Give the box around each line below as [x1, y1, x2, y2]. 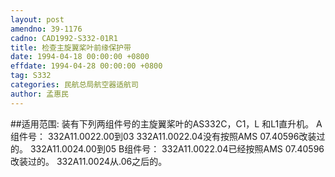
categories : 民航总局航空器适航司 [10, 80, 139, 90]
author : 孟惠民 [10, 89, 69, 99]
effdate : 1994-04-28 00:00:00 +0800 [10, 61, 163, 71]
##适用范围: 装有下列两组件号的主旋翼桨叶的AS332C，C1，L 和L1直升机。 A [10, 117, 323, 130]
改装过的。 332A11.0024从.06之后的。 [10, 155, 168, 167]
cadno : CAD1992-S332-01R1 [10, 33, 118, 43]
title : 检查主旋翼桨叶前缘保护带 [10, 42, 132, 53]
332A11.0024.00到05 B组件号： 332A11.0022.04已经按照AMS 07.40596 [29, 142, 325, 155]
